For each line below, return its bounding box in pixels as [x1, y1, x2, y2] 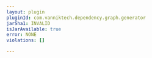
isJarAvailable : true [6, 26, 62, 32]
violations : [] [6, 37, 45, 43]
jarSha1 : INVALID [6, 20, 51, 26]
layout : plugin [6, 9, 45, 15]
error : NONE [6, 32, 37, 38]
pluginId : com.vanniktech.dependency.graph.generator [6, 15, 147, 21]
